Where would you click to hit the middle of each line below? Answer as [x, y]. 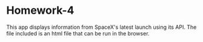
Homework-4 [40, 10]
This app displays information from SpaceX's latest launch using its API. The [101, 27]
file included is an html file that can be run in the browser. [78, 33]
